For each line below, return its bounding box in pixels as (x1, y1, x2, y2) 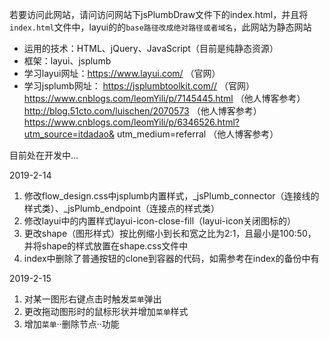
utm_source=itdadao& (23, 128, 115, 140)
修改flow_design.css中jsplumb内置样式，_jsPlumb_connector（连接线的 (23, 190, 320, 202)
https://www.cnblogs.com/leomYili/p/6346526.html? (23, 116, 240, 128)
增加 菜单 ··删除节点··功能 (23, 318, 120, 330)
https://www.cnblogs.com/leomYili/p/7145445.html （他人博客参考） (23, 93, 306, 104)
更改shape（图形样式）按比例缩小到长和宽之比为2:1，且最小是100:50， (23, 228, 317, 239)
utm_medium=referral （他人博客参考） (116, 128, 279, 140)
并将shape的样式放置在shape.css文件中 (23, 240, 189, 252)
